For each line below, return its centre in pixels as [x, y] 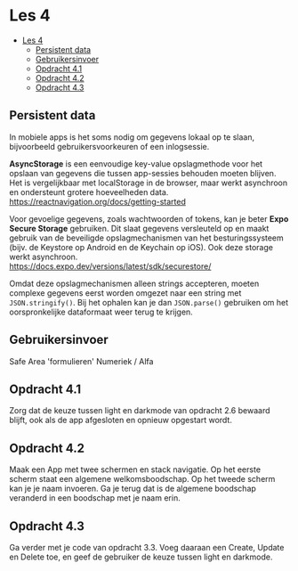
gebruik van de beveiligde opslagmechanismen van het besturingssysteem [147, 238]
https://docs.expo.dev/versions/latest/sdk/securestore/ [110, 266]
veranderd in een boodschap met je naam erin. [95, 498]
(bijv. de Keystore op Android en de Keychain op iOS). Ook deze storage [141, 247]
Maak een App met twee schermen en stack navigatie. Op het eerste [135, 469]
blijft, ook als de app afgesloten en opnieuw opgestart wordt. [121, 420]
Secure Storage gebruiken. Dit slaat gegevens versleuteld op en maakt [139, 228]
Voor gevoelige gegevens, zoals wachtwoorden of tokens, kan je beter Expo [149, 218]
